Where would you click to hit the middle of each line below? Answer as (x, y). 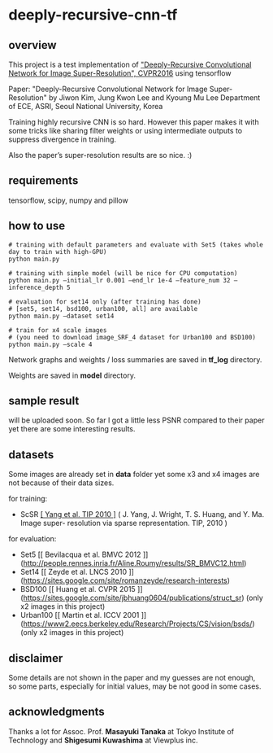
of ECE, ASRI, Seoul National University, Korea (86, 106)
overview (32, 45)
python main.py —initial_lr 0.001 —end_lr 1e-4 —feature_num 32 (119, 280)
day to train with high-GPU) (58, 252)
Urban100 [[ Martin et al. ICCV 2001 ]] (83, 615)
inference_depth (36, 287)
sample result (44, 401)
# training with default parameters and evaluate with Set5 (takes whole (136, 245)
